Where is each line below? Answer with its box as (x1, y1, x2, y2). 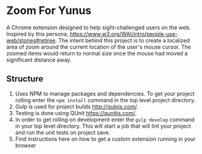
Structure (6, 74, 44, 84)
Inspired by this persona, (6, 30, 69, 37)
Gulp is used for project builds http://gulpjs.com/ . (15, 103, 139, 110)
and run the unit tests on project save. (15, 128, 111, 136)
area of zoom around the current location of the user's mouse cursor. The (6, 43, 192, 51)
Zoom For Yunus (6, 4, 92, 18)
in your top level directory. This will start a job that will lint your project (15, 122, 191, 130)
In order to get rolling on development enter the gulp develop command (15, 116, 195, 123)
